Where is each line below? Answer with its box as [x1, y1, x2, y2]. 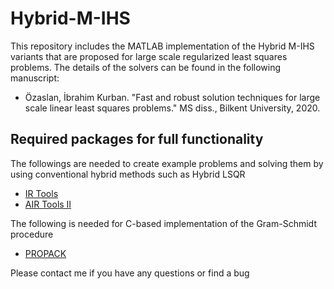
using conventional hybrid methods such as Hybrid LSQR [10, 168, 246, 180]
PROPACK [24, 247, 67, 259]
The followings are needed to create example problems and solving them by [10, 157, 324, 169]
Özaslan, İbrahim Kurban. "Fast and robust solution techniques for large [24, 91, 321, 103]
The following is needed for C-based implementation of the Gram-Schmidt [10, 217, 317, 229]
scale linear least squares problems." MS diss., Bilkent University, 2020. [24, 102, 321, 114]
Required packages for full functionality [10, 131, 264, 148]
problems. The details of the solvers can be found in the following [10, 61, 282, 73]
